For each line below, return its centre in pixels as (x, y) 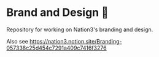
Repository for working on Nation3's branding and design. (80, 29)
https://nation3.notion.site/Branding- (76, 41)
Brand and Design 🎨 (57, 13)
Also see (17, 41)
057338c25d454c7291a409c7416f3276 (56, 48)
